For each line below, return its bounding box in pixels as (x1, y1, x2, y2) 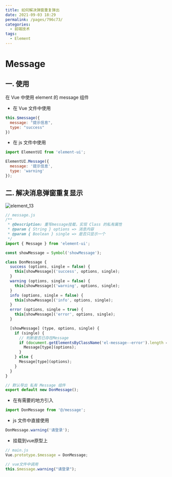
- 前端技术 (10, 27, 30, 32)
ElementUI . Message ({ (5, 159, 50, 164)
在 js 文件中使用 (12, 139, 46, 146)
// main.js (5, 448, 29, 453)
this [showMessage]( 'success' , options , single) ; (14, 269, 120, 274)
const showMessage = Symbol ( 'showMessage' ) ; (5, 250, 102, 255)
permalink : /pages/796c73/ (5, 17, 63, 22)
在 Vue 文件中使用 (12, 105, 51, 111)
